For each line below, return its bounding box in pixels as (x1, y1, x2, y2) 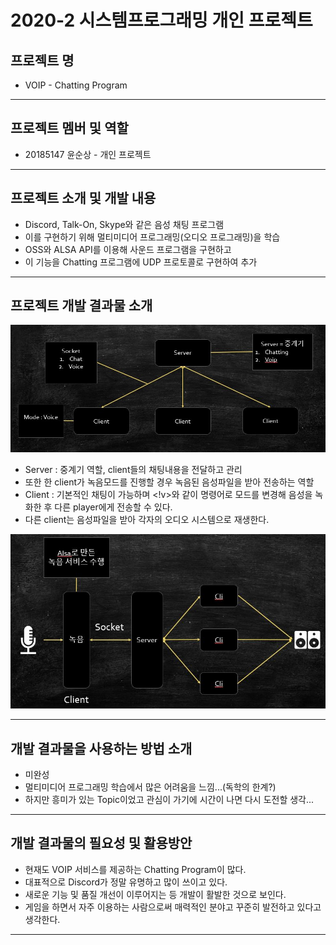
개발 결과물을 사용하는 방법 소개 (10, 740, 193, 757)
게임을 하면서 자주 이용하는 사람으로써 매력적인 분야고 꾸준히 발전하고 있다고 (24, 901, 322, 913)
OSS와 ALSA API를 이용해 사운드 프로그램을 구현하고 (24, 243, 232, 255)
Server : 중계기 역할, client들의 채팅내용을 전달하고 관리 (24, 464, 243, 476)
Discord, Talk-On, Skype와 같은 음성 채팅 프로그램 (24, 218, 225, 230)
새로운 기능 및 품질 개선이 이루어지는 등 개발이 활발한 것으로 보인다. (24, 888, 287, 900)
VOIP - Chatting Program (24, 79, 128, 91)
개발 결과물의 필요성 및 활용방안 (10, 835, 193, 852)
